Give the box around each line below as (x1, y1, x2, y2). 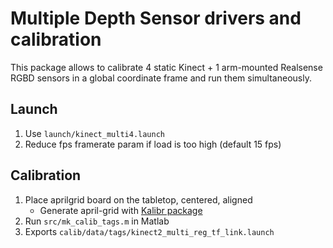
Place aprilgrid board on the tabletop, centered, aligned (24, 193, 253, 206)
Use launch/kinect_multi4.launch (24, 127, 166, 139)
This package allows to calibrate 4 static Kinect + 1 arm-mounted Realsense (10, 61, 323, 73)
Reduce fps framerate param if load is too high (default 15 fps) (24, 138, 282, 150)
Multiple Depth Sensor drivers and (10, 7, 302, 30)
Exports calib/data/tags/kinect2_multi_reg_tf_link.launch (24, 225, 275, 237)
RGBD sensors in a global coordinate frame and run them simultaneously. (10, 72, 312, 84)
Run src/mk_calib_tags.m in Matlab (24, 215, 170, 227)
